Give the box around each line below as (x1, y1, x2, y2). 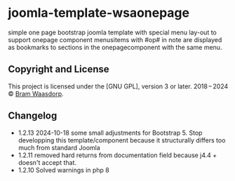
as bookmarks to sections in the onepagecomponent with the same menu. (8, 43, 222, 51)
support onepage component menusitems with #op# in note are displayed (8, 35, 222, 43)
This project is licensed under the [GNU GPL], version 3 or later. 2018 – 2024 (8, 82, 229, 90)
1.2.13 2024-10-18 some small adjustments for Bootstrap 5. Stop (18, 128, 203, 137)
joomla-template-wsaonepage (8, 5, 190, 21)
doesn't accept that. (18, 158, 76, 166)
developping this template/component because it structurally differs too (18, 135, 226, 145)
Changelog (8, 110, 58, 122)
